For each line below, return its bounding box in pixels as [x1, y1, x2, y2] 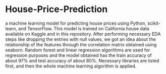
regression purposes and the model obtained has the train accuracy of [5, 52, 152, 58]
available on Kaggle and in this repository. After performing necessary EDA [5, 31, 161, 37]
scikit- [147, 20, 160, 26]
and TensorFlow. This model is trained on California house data [18, 25, 150, 31]
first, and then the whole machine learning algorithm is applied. [5, 63, 137, 69]
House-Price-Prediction [5, 4, 108, 15]
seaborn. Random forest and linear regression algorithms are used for [5, 47, 150, 53]
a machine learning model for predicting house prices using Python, [5, 20, 146, 26]
